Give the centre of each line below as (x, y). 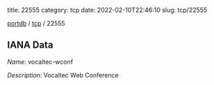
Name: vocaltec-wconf (40, 62)
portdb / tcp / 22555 (36, 23)
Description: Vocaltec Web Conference (63, 75)
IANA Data (30, 45)
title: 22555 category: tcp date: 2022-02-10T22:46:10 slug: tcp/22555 (107, 10)
